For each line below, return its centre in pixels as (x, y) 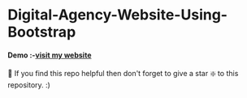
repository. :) (29, 85)
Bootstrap (42, 32)
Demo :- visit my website (50, 55)
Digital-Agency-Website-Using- (118, 15)
